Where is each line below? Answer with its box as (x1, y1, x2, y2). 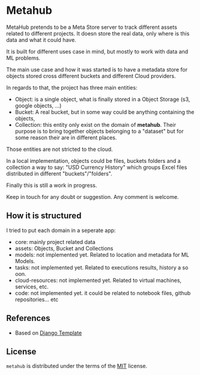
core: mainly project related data (14, 238, 95, 245)
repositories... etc (14, 296, 59, 303)
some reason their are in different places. (14, 133, 117, 141)
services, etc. (14, 283, 49, 290)
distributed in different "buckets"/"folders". (6, 169, 112, 177)
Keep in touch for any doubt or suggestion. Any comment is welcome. (6, 193, 179, 200)
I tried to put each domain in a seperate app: (6, 227, 116, 234)
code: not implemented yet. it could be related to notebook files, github (14, 289, 191, 296)
